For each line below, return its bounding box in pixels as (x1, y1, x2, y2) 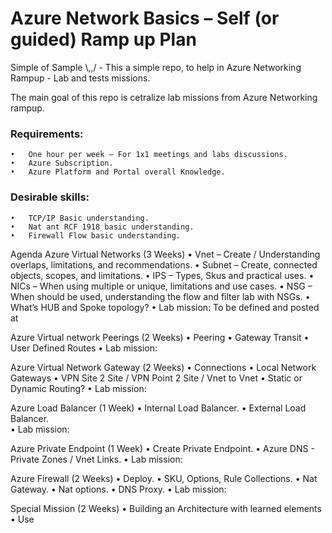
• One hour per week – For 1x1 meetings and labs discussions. (10, 150, 288, 160)
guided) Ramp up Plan (10, 28, 197, 51)
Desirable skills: (10, 190, 90, 204)
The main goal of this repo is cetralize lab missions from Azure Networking (10, 91, 318, 103)
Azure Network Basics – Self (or (10, 7, 280, 30)
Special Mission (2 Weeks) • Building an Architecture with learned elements (10, 502, 322, 514)
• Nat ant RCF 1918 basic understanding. (10, 222, 195, 232)
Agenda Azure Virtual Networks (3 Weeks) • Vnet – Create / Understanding (10, 248, 321, 260)
